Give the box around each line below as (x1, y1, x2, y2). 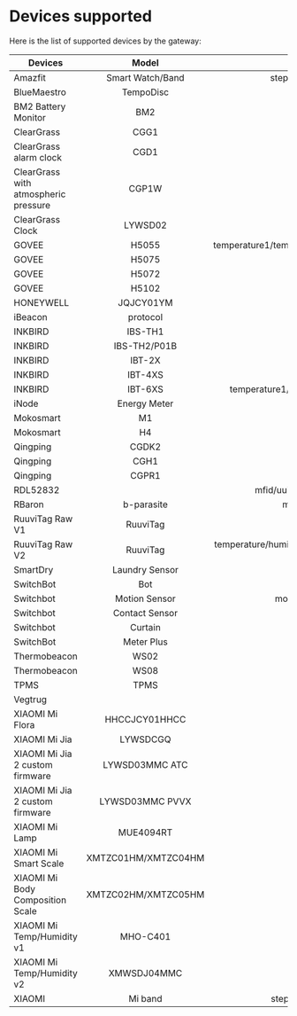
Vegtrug (13, 693, 47, 706)
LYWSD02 (123, 219, 168, 231)
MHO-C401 (119, 930, 171, 942)
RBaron (13, 498, 44, 511)
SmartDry (13, 563, 54, 575)
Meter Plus (123, 636, 168, 648)
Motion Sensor (114, 592, 177, 605)
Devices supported (9, 6, 153, 27)
